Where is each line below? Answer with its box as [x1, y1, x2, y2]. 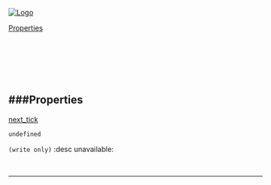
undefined [8, 129, 42, 138]
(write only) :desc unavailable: [8, 144, 115, 154]
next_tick [8, 114, 39, 124]
